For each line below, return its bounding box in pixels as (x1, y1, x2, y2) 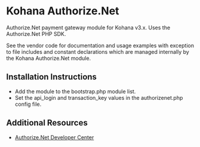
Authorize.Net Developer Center (14, 133, 94, 141)
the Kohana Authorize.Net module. (6, 54, 91, 62)
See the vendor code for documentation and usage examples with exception (6, 42, 194, 49)
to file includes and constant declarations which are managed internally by (6, 48, 189, 55)
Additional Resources (6, 118, 88, 128)
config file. (14, 100, 42, 108)
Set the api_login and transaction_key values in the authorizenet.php (14, 94, 183, 101)
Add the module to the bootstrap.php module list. (14, 88, 136, 95)
